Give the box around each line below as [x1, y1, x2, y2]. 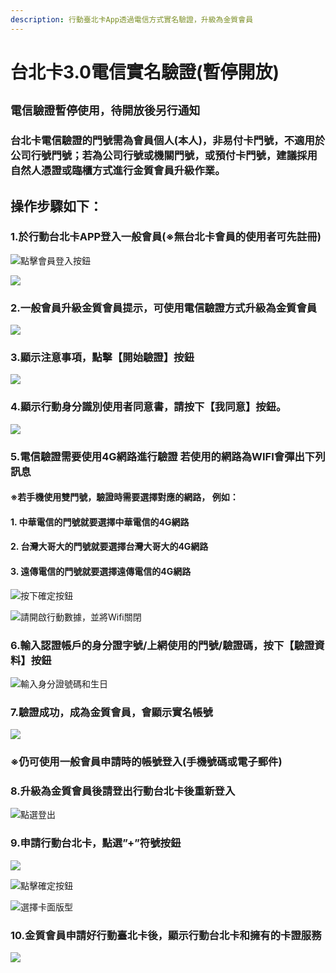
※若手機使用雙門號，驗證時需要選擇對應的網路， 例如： [10, 491, 239, 503]
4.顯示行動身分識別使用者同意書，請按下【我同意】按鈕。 [10, 400, 287, 414]
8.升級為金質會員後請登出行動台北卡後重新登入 [10, 784, 236, 798]
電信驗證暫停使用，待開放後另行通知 [10, 104, 201, 118]
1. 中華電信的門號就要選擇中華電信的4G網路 [10, 516, 190, 528]
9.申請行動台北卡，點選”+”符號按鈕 [10, 836, 182, 850]
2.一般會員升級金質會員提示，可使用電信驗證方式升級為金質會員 [10, 301, 318, 315]
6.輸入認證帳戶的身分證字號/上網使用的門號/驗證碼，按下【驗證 [10, 638, 315, 652]
